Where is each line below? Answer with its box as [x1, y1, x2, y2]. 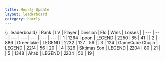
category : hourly [5, 16, 41, 21]
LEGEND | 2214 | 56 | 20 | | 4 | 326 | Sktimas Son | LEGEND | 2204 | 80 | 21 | [5, 45, 161, 51]
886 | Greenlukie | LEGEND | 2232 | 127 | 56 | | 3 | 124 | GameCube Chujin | [5, 40, 158, 46]
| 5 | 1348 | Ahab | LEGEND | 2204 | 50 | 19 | [5, 50, 95, 56]
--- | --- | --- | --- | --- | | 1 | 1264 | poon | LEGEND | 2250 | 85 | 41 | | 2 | [10, 35, 158, 41]
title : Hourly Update [5, 7, 50, 12]
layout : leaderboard [5, 12, 48, 17]
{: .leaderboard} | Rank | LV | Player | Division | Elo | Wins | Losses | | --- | [5, 30, 154, 36]
